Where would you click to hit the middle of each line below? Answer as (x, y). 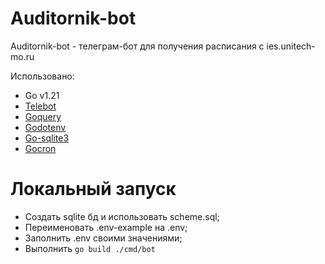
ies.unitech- (291, 46)
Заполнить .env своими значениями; (103, 238)
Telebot (40, 106)
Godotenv (45, 127)
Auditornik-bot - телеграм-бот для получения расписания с (137, 46)
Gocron (40, 148)
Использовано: (42, 76)
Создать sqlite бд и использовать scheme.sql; (122, 216)
